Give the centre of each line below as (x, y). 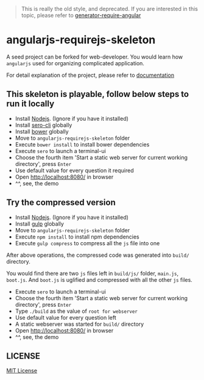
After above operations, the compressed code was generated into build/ (98, 255)
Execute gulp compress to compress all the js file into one (87, 243)
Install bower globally (42, 131)
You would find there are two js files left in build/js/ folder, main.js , (92, 273)
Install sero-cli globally (44, 125)
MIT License (22, 371)
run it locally (30, 104)
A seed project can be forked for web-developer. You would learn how (95, 57)
